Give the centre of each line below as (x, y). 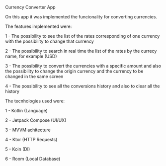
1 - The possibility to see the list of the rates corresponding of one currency (83, 36)
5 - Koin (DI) (18, 149)
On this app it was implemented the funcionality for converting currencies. (81, 17)
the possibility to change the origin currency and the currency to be (74, 71)
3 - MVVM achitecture (28, 130)
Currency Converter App (30, 7)
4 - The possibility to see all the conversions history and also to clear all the (83, 86)
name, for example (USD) (31, 56)
